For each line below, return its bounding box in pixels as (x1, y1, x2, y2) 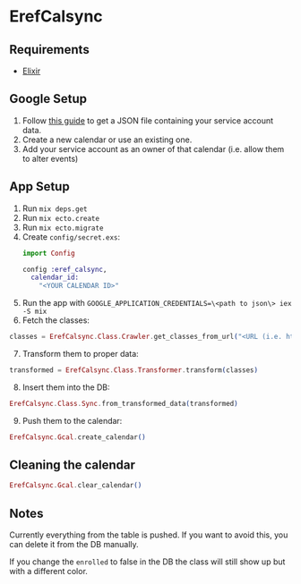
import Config (21, 249, 75, 258)
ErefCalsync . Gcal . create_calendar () (9, 432, 146, 442)
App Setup (9, 179, 70, 194)
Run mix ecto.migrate (21, 222, 104, 233)
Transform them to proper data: (21, 349, 139, 359)
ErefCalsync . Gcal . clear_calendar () (9, 481, 142, 490)
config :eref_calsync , (21, 265, 107, 274)
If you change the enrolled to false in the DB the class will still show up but (9, 556, 286, 567)
